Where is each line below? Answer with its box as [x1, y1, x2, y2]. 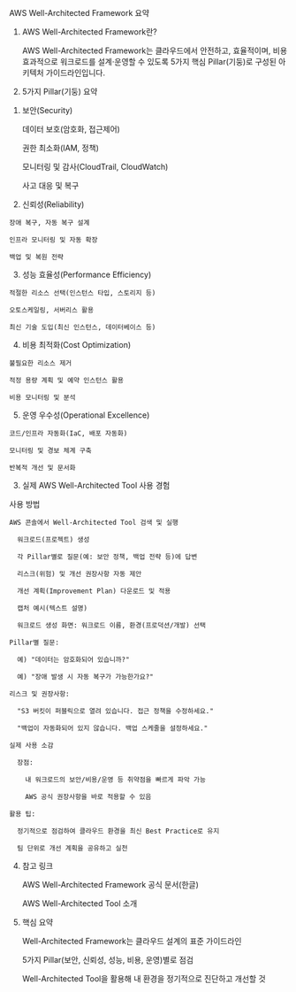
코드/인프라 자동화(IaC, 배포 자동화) [9, 429, 128, 438]
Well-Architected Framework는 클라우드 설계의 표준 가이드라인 [21, 936, 242, 946]
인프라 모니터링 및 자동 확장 [9, 235, 98, 244]
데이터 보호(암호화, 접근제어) [21, 124, 121, 135]
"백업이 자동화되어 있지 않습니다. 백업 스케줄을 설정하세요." [17, 724, 209, 733]
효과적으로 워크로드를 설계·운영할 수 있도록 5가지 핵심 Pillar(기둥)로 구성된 [21, 57, 277, 66]
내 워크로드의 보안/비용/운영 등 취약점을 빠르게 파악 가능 [25, 775, 206, 784]
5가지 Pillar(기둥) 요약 [21, 87, 98, 96]
